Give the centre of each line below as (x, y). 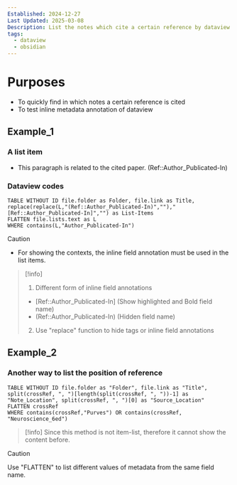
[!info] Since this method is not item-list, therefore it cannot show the (125, 432)
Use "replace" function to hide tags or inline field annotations (125, 330)
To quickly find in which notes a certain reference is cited (101, 102)
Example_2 (32, 353)
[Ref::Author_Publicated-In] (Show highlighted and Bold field (124, 301)
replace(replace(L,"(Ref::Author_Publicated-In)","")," (92, 207)
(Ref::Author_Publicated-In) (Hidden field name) (105, 316)
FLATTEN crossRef (33, 406)
